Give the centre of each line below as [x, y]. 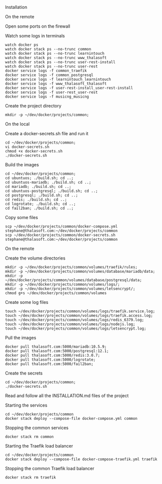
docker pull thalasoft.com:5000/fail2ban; [49, 364]
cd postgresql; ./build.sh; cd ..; [42, 195]
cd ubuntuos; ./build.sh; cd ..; [39, 178]
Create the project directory [33, 106]
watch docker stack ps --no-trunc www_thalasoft [56, 58]
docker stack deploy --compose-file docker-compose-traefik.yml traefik [81, 459]
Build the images [22, 165]
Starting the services [26, 405]
